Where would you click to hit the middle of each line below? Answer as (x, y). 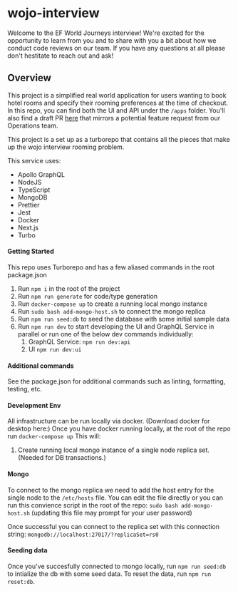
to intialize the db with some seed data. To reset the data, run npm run (109, 574)
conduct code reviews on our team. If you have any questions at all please (117, 48)
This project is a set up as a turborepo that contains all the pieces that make (119, 139)
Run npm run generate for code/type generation (88, 296)
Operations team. (33, 125)
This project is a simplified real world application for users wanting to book (117, 95)
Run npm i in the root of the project (69, 288)
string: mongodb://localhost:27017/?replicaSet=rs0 (83, 534)
